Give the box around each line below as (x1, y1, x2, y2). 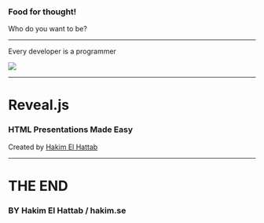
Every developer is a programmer (8, 46, 116, 57)
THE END (8, 177, 68, 195)
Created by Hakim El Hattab (8, 142, 98, 152)
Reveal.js (8, 97, 69, 114)
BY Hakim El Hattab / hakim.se (8, 205, 126, 216)
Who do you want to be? (8, 24, 88, 34)
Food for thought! (8, 6, 77, 17)
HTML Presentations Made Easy (8, 124, 134, 135)
